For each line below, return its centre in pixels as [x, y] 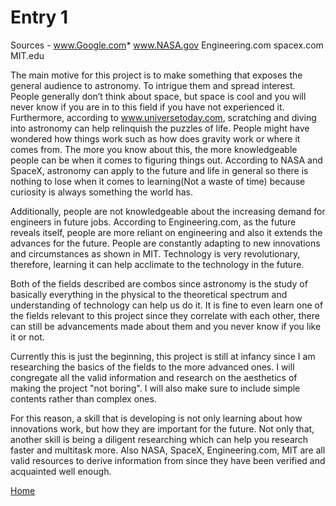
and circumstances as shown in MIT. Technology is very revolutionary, [155, 253]
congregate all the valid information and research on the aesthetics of [154, 377]
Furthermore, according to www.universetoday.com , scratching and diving [163, 117]
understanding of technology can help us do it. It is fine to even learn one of [167, 305]
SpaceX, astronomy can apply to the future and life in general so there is [159, 170]
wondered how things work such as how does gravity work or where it [155, 138]
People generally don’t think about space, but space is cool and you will [158, 96]
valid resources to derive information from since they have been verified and [168, 460]
